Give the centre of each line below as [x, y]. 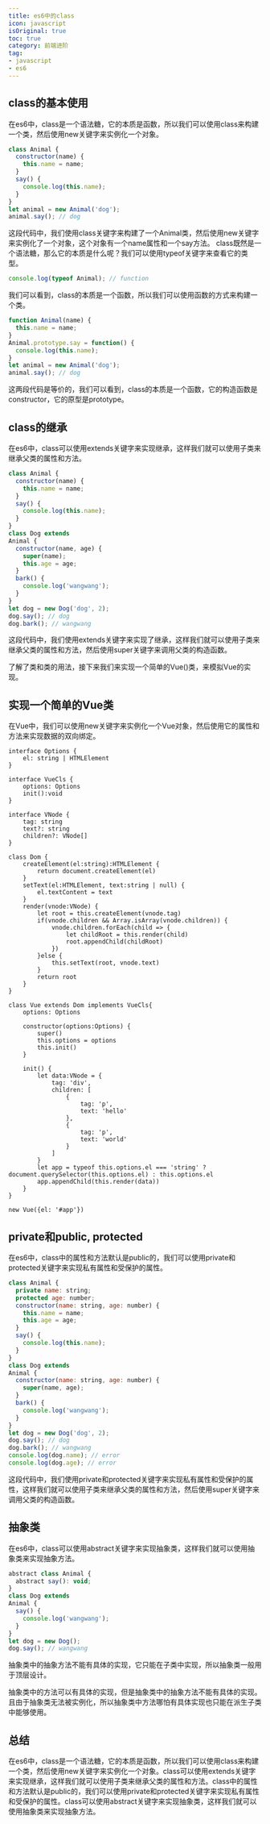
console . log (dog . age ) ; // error [62, 1463]
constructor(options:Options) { [77, 1027]
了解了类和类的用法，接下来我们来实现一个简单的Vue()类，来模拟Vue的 [126, 667]
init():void [43, 794]
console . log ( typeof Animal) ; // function [79, 279]
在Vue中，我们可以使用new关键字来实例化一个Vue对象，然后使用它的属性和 [134, 726]
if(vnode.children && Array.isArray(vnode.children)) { [133, 921]
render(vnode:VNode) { [61, 907]
